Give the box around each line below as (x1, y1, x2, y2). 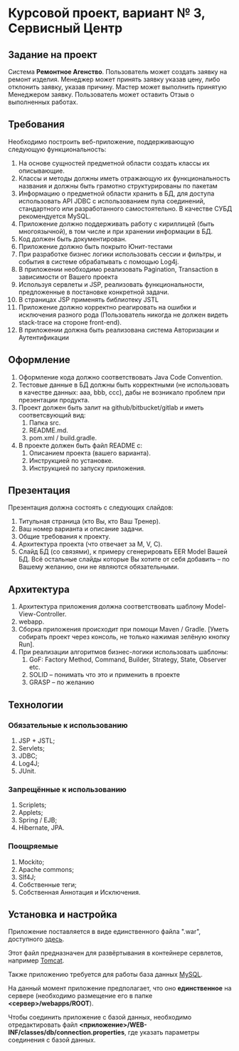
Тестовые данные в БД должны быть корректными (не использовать (18, 380, 230, 389)
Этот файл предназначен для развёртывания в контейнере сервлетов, (8, 949, 223, 958)
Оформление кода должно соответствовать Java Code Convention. (18, 372, 223, 381)
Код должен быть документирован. (18, 234, 127, 243)
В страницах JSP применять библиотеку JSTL (18, 295, 159, 304)
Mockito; (18, 858, 45, 866)
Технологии (8, 699, 63, 711)
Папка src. (28, 418, 61, 427)
